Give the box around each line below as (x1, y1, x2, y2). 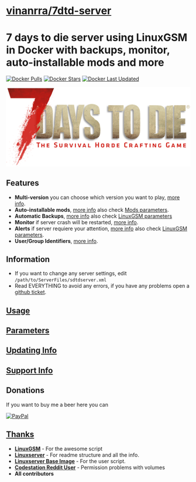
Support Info (6, 365, 53, 375)
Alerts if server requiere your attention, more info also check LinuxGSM (14, 225, 188, 232)
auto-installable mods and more (6, 56, 165, 69)
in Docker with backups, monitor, (6, 43, 170, 57)
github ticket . (14, 289, 47, 296)
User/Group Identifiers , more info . (14, 237, 98, 244)
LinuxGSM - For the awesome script (14, 445, 103, 452)
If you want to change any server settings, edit (14, 270, 127, 277)
